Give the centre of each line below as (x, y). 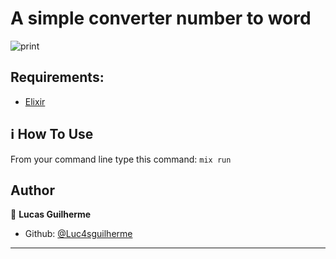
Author (32, 190)
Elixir (35, 101)
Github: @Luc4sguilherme (78, 234)
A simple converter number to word (161, 18)
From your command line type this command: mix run (121, 159)
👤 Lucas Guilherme (51, 214)
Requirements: (57, 77)
